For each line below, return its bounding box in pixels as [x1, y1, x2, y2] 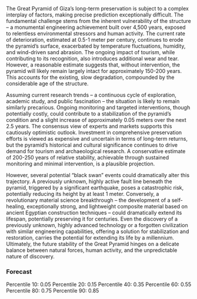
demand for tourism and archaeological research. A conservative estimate [6, 148, 186, 155]
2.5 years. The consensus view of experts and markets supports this [6, 123, 172, 129]
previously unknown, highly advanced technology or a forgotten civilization [6, 222, 188, 228]
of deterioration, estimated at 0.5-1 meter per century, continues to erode [6, 36, 183, 43]
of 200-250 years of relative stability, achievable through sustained [6, 154, 169, 161]
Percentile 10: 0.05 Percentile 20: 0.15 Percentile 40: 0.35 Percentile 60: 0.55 [6, 281, 192, 288]
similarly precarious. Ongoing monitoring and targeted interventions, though [6, 104, 191, 111]
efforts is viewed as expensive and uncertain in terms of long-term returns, [6, 135, 188, 142]
